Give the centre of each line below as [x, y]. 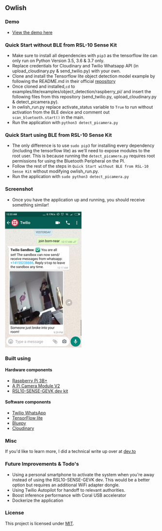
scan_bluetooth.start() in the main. [48, 117]
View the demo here [32, 32]
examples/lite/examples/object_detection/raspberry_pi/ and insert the [81, 91]
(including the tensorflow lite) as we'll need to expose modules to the [81, 151]
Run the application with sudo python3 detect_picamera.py [71, 177]
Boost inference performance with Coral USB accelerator [69, 495]
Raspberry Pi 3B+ [30, 381]
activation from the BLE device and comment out [61, 112]
